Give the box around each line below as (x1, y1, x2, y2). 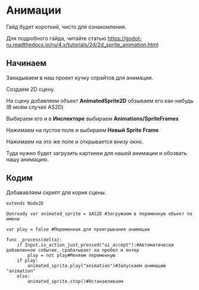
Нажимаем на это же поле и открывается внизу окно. (6, 138, 144, 145)
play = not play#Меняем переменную (27, 252, 116, 259)
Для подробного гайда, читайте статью (6, 34, 107, 42)
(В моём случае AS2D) (6, 103, 64, 111)
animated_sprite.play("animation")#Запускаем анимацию (27, 263, 166, 269)
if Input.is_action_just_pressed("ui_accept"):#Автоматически (17, 242, 174, 248)
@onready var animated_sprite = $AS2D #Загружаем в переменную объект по (6, 210, 193, 217)
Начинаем (6, 58, 47, 68)
